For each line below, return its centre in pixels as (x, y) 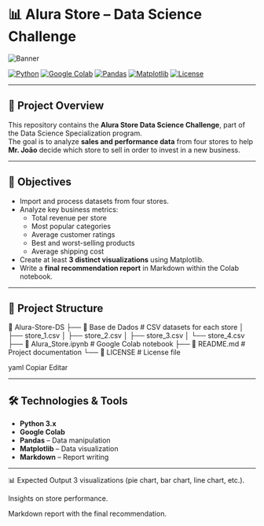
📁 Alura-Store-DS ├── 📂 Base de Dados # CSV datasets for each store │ (126, 328)
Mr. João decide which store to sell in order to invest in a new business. (125, 150)
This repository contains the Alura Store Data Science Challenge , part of (127, 124)
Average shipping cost (68, 251)
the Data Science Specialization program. (75, 133)
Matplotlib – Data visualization (69, 449)
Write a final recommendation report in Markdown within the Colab (129, 268)
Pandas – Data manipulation (65, 440)
